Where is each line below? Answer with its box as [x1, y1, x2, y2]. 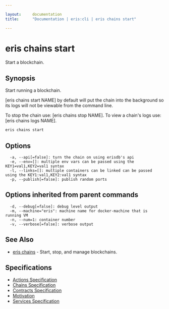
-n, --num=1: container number [10, 217, 76, 222]
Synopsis [5, 74, 35, 82]
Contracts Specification [12, 287, 62, 293]
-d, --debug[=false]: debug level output [10, 204, 98, 209]
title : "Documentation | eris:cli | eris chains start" [5, 16, 137, 22]
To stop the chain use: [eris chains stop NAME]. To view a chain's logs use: [5, 112, 161, 119]
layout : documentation [5, 12, 62, 17]
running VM [5, 213, 28, 218]
